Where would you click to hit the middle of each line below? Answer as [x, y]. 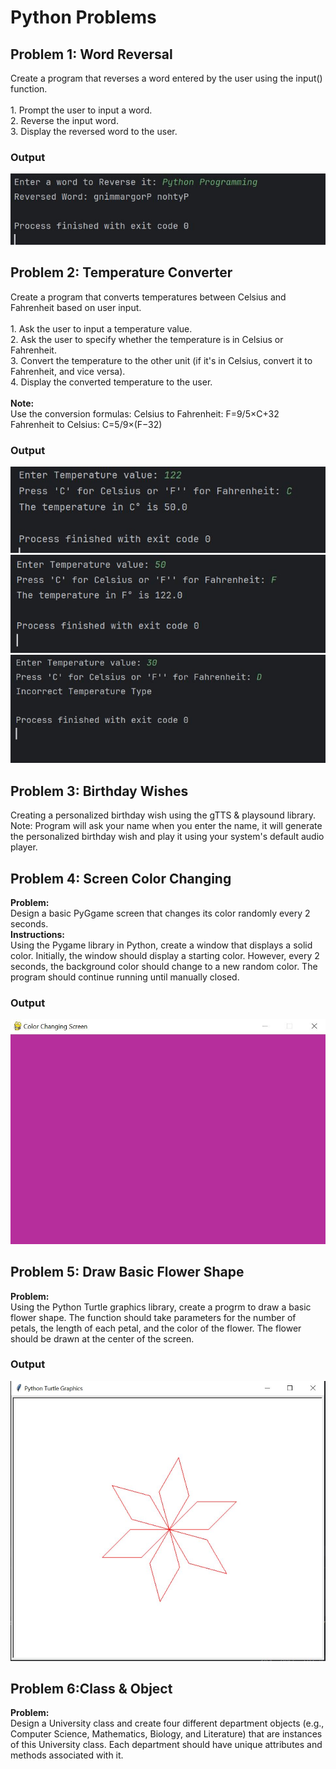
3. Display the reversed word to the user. [94, 131]
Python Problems [83, 17]
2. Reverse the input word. [64, 120]
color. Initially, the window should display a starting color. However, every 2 [165, 955]
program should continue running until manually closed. [125, 977]
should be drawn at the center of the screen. [102, 1338]
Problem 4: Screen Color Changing [121, 878]
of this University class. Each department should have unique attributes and [166, 1745]
